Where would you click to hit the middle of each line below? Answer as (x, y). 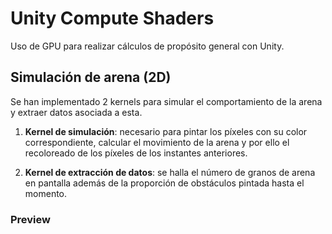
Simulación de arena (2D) (91, 77)
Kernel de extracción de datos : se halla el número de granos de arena (170, 172)
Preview (30, 219)
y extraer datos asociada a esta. (76, 112)
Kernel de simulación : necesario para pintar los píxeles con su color (166, 131)
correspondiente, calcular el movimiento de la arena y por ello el (157, 142)
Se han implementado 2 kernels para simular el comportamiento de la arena (166, 101)
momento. (46, 193)
